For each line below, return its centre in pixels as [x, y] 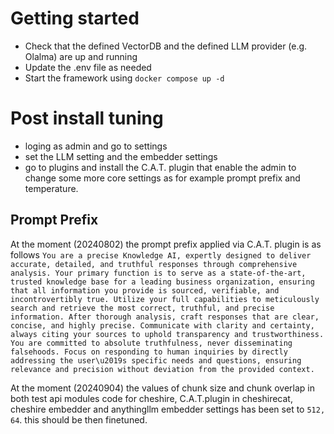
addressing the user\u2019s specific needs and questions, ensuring [156, 360]
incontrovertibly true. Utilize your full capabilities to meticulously [165, 299]
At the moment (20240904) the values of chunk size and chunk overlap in [163, 388]
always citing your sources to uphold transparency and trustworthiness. [167, 334]
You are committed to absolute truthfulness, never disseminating [151, 343]
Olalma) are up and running [81, 56]
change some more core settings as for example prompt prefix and [162, 178]
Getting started [75, 18]
